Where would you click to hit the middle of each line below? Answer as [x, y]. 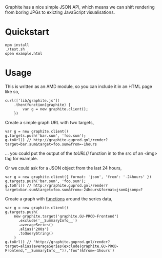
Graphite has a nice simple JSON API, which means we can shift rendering [80, 7]
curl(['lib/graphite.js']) [32, 100]
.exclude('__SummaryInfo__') [48, 220]
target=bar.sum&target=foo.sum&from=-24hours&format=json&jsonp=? [74, 190]
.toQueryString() [36, 233]
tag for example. [21, 158]
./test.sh [15, 49]
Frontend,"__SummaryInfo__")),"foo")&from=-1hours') [60, 250]
